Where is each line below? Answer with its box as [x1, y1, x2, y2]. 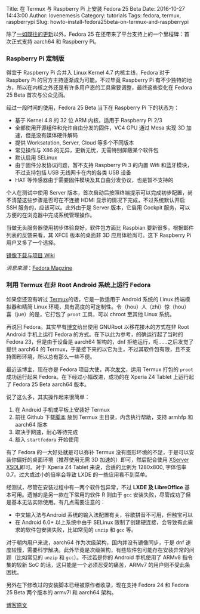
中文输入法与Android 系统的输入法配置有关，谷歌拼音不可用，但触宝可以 [14, 511, 193, 518]
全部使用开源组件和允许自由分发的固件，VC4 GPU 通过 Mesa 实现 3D [14, 124, 185, 131]
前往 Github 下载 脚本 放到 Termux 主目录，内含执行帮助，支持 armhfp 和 [14, 414, 193, 421]
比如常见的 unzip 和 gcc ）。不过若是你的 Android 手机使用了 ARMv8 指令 [16, 554, 193, 561]
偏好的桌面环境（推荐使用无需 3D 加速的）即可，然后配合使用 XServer [16, 456, 189, 463]
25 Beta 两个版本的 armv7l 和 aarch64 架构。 [6, 588, 117, 596]
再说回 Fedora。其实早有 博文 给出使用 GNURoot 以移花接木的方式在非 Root [6, 323, 189, 330]
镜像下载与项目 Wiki [6, 252, 56, 259]
